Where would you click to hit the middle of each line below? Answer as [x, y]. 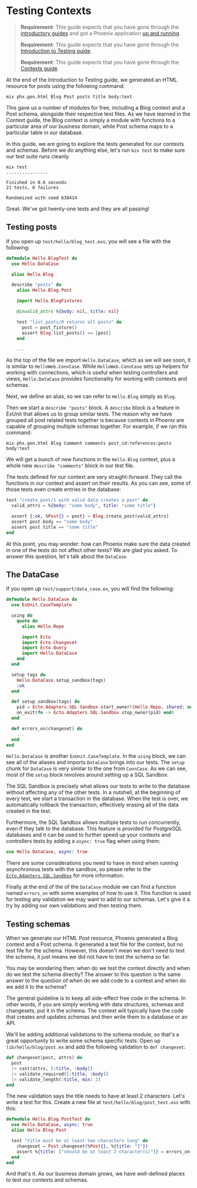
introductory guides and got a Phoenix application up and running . [100, 33]
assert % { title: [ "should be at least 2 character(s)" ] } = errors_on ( [105, 1152]
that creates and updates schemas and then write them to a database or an [97, 1017]
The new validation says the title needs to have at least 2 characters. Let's [96, 1096]
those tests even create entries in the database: [64, 489]
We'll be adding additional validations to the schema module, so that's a [93, 1034]
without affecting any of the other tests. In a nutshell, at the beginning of [93, 792]
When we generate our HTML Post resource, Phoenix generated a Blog [92, 938]
